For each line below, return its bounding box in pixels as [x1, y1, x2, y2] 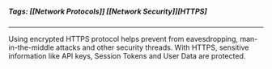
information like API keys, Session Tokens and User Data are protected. [8, 51, 246, 60]
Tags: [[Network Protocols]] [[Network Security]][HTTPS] [8, 6, 208, 16]
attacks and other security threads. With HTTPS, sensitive [55, 43, 249, 52]
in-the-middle [8, 43, 54, 52]
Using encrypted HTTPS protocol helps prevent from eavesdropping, [8, 34, 239, 43]
